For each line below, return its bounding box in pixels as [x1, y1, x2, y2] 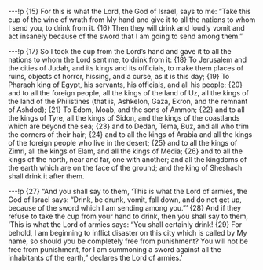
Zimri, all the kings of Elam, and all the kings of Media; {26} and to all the [8, 146, 243, 156]
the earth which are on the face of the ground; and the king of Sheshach [8, 164, 243, 172]
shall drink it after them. [8, 171, 85, 181]
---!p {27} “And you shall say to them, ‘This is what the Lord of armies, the [8, 187, 248, 196]
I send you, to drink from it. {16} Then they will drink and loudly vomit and [8, 23, 245, 32]
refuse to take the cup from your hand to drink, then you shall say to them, [8, 211, 249, 221]
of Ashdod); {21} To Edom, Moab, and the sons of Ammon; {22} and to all [8, 105, 245, 114]
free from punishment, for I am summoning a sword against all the [8, 245, 221, 254]
